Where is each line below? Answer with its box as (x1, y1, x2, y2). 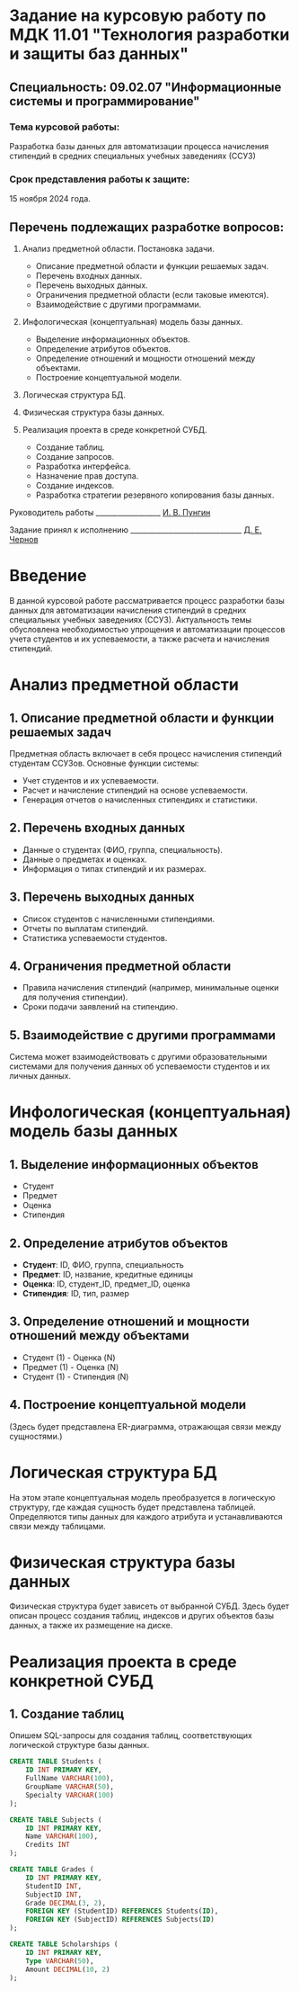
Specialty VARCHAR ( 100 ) (25, 1790, 115, 1799)
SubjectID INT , (25, 1890, 83, 1899)
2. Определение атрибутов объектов (9, 1235, 229, 1251)
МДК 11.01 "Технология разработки (9, 24, 290, 45)
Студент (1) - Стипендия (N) (22, 1371, 129, 1382)
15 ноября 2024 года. (9, 193, 92, 204)
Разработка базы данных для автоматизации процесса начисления (9, 140, 269, 151)
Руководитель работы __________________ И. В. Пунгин (9, 507, 211, 517)
